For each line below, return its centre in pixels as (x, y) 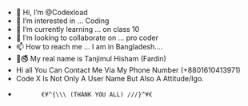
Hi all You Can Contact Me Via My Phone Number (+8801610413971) (128, 70)
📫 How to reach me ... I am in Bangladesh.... (89, 47)
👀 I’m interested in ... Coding (62, 21)
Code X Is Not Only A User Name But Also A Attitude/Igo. (110, 79)
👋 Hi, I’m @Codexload (52, 12)
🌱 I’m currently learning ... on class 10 (78, 29)
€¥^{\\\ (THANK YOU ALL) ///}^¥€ (97, 95)
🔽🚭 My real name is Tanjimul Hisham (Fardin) (91, 59)
